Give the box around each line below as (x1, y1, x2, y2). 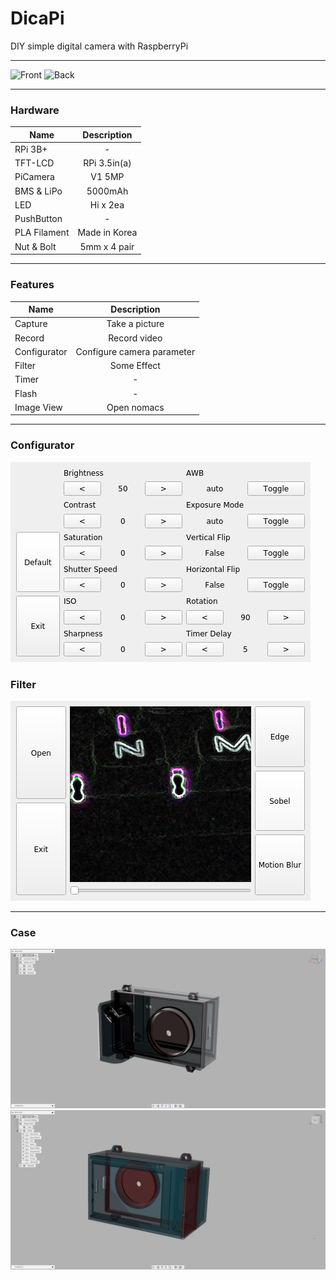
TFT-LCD (14, 157, 55, 169)
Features (10, 278, 55, 292)
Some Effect (109, 360, 161, 372)
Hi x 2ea (89, 198, 125, 211)
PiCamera (14, 171, 55, 183)
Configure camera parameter (75, 345, 196, 357)
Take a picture (106, 318, 165, 330)
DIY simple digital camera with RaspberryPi (10, 40, 189, 52)
